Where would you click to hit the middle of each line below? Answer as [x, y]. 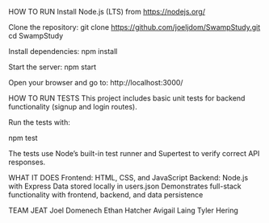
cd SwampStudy [36, 36]
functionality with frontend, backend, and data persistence [106, 195]
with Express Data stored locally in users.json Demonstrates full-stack [125, 186]
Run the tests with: [39, 122]
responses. [27, 162]
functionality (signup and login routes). [73, 107]
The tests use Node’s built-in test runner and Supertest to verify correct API [134, 153]
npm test [23, 138]
